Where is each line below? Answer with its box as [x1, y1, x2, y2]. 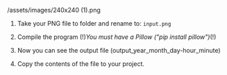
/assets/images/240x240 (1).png [7, 6, 101, 14]
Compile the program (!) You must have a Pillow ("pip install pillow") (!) [17, 33, 217, 41]
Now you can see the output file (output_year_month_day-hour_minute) [17, 47, 221, 54]
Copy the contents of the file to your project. [17, 60, 144, 68]
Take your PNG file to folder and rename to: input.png [17, 19, 171, 27]
